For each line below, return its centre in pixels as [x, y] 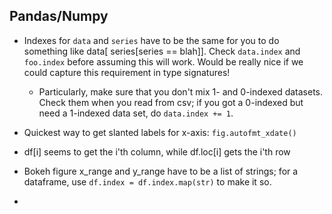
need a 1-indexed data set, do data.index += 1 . [136, 113]
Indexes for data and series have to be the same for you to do [151, 40]
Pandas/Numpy [59, 16]
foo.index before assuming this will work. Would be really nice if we [163, 61]
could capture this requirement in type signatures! [127, 72]
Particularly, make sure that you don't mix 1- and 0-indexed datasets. [181, 91]
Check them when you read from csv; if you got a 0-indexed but [171, 102]
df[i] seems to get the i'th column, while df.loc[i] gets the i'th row [157, 151]
